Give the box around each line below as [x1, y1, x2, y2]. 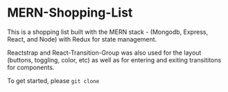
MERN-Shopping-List [7, 5, 133, 21]
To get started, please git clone [7, 76, 100, 84]
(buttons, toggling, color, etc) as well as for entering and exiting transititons [7, 55, 222, 64]
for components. [7, 63, 55, 71]
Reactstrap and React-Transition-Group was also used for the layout [7, 48, 202, 57]
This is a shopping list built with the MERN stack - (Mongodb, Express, [7, 28, 209, 36]
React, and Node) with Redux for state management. [7, 35, 157, 43]
